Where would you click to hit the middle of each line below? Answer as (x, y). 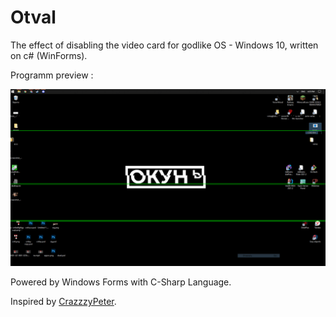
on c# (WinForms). (49, 55)
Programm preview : (52, 75)
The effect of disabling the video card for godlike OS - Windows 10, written (164, 45)
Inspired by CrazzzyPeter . (63, 302)
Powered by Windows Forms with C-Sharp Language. (121, 282)
